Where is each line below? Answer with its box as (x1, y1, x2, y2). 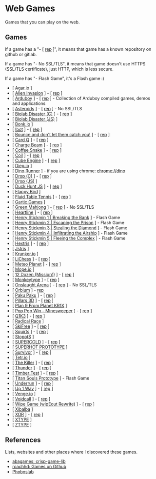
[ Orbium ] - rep (12, 287, 44, 293)
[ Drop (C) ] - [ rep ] (12, 173, 52, 179)
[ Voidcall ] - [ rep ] (12, 396, 51, 401)
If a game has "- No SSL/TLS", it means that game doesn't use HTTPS (5, 60, 146, 66)
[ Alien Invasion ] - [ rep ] (12, 90, 62, 96)
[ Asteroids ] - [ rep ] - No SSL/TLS (12, 105, 82, 111)
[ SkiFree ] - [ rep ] (12, 323, 50, 329)
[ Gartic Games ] (12, 199, 45, 205)
